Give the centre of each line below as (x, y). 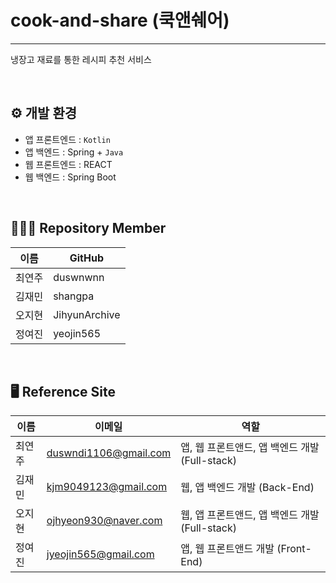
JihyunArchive (87, 314)
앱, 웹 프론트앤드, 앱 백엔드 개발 (250, 448)
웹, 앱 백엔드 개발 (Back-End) (247, 488)
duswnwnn (79, 277)
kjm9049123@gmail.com (107, 487)
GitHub (86, 258)
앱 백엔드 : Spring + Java (74, 152)
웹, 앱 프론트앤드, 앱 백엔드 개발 (250, 515)
